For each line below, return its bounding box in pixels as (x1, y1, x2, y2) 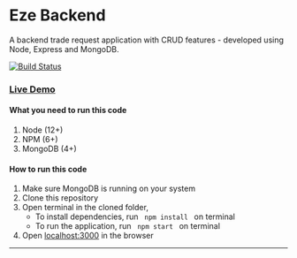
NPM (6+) (21, 134, 59, 145)
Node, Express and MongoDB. (9, 43, 119, 54)
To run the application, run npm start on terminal (34, 221, 221, 231)
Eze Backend (9, 5, 106, 26)
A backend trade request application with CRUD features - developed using (9, 34, 285, 45)
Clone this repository (21, 193, 99, 203)
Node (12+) (21, 125, 64, 135)
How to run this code (9, 163, 88, 174)
